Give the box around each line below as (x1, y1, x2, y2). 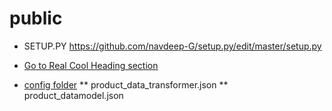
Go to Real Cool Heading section (23, 59, 159, 71)
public (9, 7, 63, 30)
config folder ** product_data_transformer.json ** (23, 78, 229, 91)
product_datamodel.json (23, 89, 124, 101)
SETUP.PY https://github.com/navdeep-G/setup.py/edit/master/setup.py (23, 40, 322, 52)
